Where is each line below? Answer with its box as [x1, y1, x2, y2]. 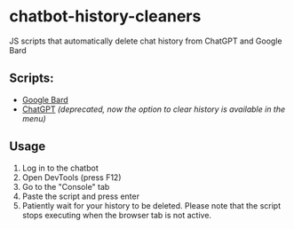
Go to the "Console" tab [21, 181, 110, 192]
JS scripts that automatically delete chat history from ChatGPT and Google [9, 36, 282, 46]
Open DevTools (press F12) [21, 171, 122, 183]
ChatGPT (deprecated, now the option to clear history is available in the [21, 104, 286, 114]
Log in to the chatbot [21, 162, 99, 173]
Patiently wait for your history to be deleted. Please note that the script [21, 200, 282, 210]
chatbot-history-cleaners [9, 6, 202, 27]
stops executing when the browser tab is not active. [21, 209, 211, 220]
